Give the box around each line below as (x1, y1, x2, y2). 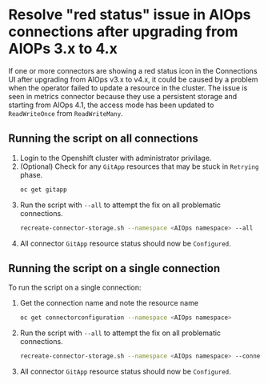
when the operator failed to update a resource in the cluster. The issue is (8, 82, 248, 93)
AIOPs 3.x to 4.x (8, 40, 118, 58)
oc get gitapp (19, 186, 67, 194)
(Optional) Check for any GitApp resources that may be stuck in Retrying (19, 162, 259, 171)
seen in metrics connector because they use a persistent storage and (8, 91, 238, 101)
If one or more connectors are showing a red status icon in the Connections (8, 66, 258, 75)
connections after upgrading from (8, 22, 238, 41)
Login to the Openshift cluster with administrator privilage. (19, 153, 212, 162)
